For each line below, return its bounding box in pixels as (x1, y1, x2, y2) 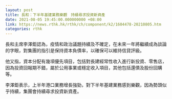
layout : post (5, 7, 33, 13)
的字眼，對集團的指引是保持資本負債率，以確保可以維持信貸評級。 (5, 47, 144, 54)
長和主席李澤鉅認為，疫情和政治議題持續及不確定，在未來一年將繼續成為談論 (5, 41, 167, 47)
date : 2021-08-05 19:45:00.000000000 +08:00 (5, 17, 102, 22)
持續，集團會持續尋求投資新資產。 (9, 88, 82, 94)
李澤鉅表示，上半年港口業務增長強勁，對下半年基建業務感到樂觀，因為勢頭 (5, 82, 162, 88)
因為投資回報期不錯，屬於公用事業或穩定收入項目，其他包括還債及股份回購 (5, 65, 162, 71)
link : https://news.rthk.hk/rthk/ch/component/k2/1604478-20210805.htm (5, 21, 161, 27)
